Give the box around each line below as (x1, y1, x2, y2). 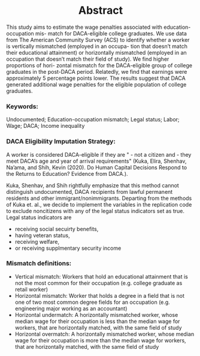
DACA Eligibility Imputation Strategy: (6, 137, 116, 146)
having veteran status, (14, 232, 70, 239)
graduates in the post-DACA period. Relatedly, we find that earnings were (6, 68, 187, 75)
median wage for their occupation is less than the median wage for (14, 318, 180, 325)
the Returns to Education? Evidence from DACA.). (6, 170, 128, 177)
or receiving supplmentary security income (14, 244, 122, 252)
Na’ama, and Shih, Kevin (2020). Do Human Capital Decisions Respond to (6, 163, 187, 171)
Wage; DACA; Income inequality (6, 122, 85, 130)
